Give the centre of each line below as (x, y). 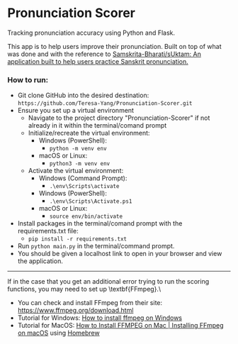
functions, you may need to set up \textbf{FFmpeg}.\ (84, 289)
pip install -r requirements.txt (78, 239)
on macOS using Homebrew (59, 333)
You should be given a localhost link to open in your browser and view (120, 254)
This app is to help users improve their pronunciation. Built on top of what (114, 46)
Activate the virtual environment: (76, 171)
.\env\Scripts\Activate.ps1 (91, 201)
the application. (40, 261)
